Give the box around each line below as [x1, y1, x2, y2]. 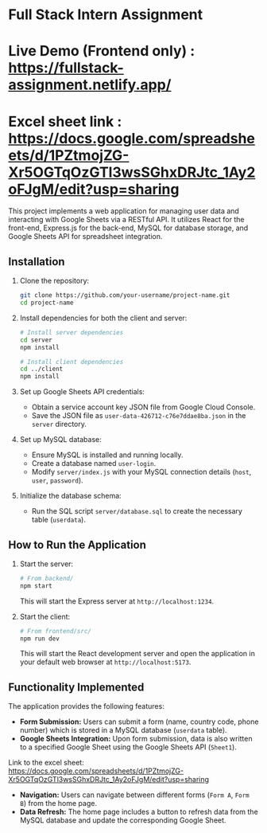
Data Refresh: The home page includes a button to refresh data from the [19, 807, 258, 817]
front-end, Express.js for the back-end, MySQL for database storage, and [8, 223, 249, 233]
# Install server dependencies [19, 328, 124, 336]
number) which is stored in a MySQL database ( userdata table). [19, 725, 228, 735]
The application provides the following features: [8, 702, 164, 711]
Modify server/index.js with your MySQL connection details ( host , [31, 467, 252, 477]
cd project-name [19, 299, 74, 307]
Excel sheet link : [8, 112, 122, 131]
